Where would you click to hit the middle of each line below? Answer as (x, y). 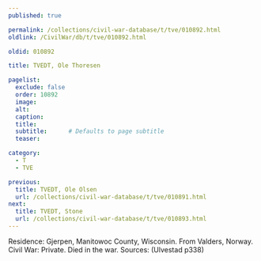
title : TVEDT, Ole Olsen (56, 189)
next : (17, 204)
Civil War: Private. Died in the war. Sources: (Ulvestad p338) (106, 249)
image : (26, 102)
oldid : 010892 (32, 51)
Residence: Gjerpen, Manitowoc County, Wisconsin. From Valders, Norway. (130, 241)
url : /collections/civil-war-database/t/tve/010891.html (111, 197)
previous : (25, 182)
